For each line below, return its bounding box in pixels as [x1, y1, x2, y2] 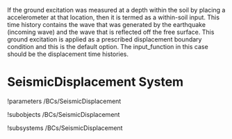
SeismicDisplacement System [7, 74, 184, 90]
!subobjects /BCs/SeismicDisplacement [7, 110, 120, 118]
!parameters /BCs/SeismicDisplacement [7, 97, 122, 105]
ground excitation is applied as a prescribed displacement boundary [7, 35, 202, 44]
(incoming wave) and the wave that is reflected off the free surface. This [7, 28, 215, 36]
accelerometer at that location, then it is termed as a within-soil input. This [7, 13, 220, 21]
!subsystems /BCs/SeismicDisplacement [7, 124, 123, 132]
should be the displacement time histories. [7, 50, 129, 58]
